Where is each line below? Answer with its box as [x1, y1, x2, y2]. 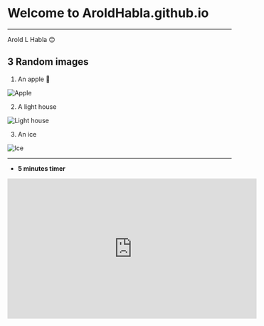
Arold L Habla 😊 [7, 35, 56, 43]
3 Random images [7, 56, 89, 68]
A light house [17, 102, 57, 111]
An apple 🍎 [17, 75, 51, 83]
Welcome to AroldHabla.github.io [7, 5, 209, 21]
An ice [17, 130, 37, 138]
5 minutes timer [17, 164, 66, 172]
